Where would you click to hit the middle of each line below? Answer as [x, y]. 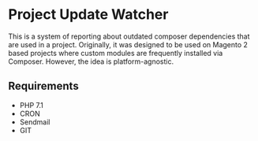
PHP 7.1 [31, 105]
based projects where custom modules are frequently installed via [116, 53]
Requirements [43, 86]
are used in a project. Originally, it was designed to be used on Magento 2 [128, 44]
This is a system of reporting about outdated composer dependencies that [129, 36]
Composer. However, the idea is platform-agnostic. [91, 61]
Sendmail [35, 122]
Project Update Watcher [88, 15]
